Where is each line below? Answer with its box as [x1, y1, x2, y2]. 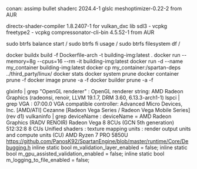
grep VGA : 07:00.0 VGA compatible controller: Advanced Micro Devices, [6, 100, 183, 107]
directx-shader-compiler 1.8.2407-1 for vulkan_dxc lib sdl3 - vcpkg [6, 23, 168, 29]
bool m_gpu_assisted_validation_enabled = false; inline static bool [6, 150, 165, 157]
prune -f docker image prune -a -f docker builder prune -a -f [6, 76, 153, 83]
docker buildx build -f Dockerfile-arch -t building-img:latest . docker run [6, 52, 181, 58]
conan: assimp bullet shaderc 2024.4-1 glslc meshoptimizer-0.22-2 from [6, 5, 182, 12]
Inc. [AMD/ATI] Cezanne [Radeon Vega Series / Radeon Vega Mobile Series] [6, 107, 191, 113]
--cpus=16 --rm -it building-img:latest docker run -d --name [37, 58, 183, 65]
